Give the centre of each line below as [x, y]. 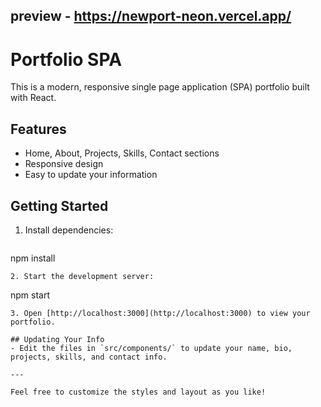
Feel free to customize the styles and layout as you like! [138, 392]
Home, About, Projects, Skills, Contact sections [122, 153]
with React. [33, 98]
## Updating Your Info [57, 339]
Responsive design [64, 164]
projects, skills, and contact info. [89, 357]
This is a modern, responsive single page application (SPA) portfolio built [160, 87]
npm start [30, 295]
